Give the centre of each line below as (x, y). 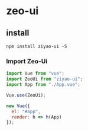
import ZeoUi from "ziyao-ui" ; (45, 79)
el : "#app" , (26, 111)
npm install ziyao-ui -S (37, 46)
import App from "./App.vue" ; (43, 85)
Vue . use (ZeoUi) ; (26, 95)
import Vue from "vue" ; (35, 74)
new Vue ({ (18, 106)
